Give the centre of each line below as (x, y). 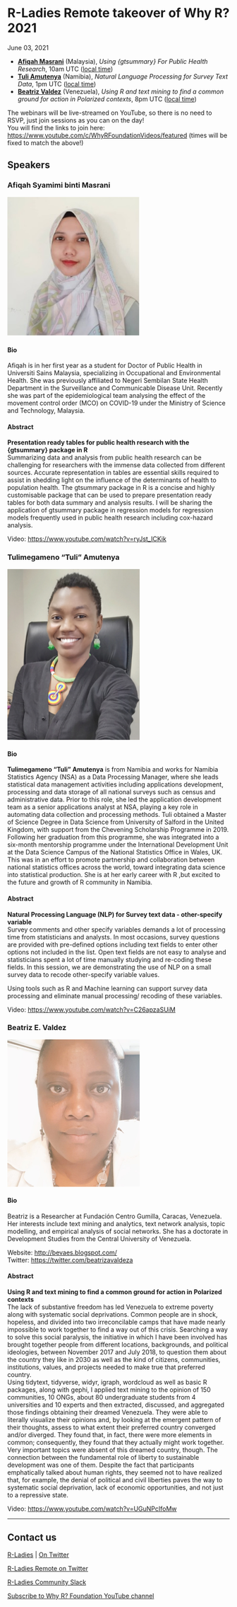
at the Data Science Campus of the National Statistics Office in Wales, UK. (115, 852)
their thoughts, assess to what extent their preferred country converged (112, 1427)
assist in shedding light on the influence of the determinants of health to (112, 480)
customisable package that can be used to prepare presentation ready (110, 495)
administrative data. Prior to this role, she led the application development (115, 800)
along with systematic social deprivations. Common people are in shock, (113, 1315)
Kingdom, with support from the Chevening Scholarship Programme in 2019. (118, 830)
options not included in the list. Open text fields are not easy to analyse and (117, 952)
